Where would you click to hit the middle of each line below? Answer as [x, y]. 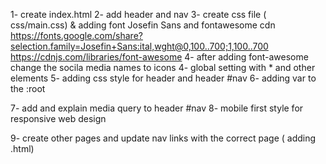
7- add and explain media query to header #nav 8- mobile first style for [157, 108]
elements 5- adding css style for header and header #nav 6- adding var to [163, 78]
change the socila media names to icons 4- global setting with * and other [163, 67]
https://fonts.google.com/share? [76, 35]
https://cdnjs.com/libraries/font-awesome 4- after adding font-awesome [159, 57]
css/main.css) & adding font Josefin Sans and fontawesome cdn [143, 25]
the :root [28, 88]
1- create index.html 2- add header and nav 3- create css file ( [138, 14]
